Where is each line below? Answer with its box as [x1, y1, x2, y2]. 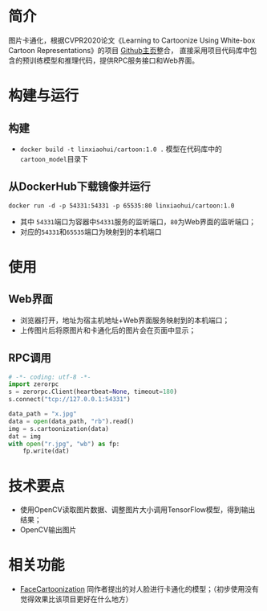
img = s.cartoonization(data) [8, 424, 110, 433]
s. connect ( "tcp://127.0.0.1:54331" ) [8, 396, 131, 404]
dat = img [8, 432, 42, 441]
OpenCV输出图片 [19, 525, 77, 535]
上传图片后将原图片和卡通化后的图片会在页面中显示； [19, 325, 196, 334]
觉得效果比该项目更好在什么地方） [19, 594, 133, 604]
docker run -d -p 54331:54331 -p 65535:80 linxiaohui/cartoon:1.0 [8, 202, 235, 210]
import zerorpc [8, 380, 59, 388]
